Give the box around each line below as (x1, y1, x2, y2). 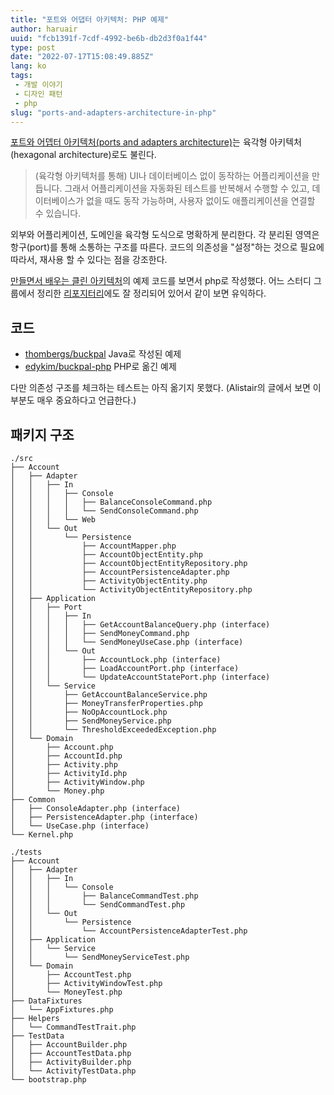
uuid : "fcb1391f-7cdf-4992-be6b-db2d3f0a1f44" (10, 33, 208, 43)
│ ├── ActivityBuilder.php (10, 1057, 132, 1067)
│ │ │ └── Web (10, 515, 97, 525)
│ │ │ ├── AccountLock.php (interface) (10, 655, 222, 665)
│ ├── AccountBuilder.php (10, 1040, 128, 1050)
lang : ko (10, 61, 47, 71)
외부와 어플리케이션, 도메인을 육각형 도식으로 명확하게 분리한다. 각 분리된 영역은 (10, 229, 320, 241)
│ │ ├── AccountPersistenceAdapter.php (10, 567, 230, 577)
